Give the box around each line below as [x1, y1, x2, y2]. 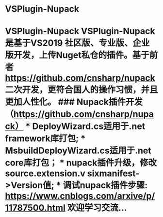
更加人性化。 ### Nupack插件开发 [5, 96, 143, 108]
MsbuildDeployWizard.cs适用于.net [5, 145, 151, 156]
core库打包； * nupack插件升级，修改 [5, 157, 157, 168]
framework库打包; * [5, 133, 86, 144]
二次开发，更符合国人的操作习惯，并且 [5, 84, 159, 95]
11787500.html [5, 202, 65, 214]
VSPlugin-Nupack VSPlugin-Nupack [5, 26, 155, 37]
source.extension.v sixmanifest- [5, 168, 140, 179]
